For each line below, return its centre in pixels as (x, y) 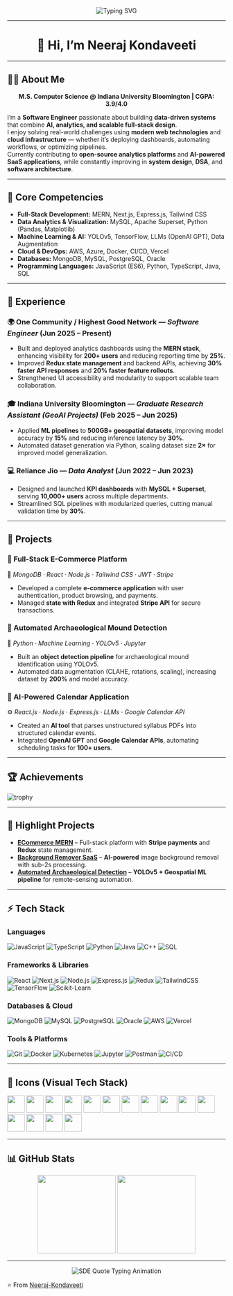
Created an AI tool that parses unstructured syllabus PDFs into (106, 726)
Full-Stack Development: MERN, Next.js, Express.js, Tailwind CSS (112, 214)
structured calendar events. (57, 733)
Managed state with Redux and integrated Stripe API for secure (109, 603)
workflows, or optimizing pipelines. (57, 147)
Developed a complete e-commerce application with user (101, 587)
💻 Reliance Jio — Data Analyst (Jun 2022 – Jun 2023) (101, 471)
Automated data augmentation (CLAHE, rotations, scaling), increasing (116, 671)
